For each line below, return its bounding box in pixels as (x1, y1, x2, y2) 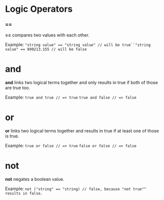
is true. (5, 133, 20, 139)
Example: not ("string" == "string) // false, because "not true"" (5, 186, 147, 192)
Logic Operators (5, 3, 73, 15)
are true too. (5, 85, 31, 91)
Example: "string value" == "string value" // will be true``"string (5, 42, 151, 48)
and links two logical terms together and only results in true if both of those (5, 80, 158, 86)
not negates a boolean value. (5, 176, 65, 182)
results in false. (5, 191, 43, 196)
